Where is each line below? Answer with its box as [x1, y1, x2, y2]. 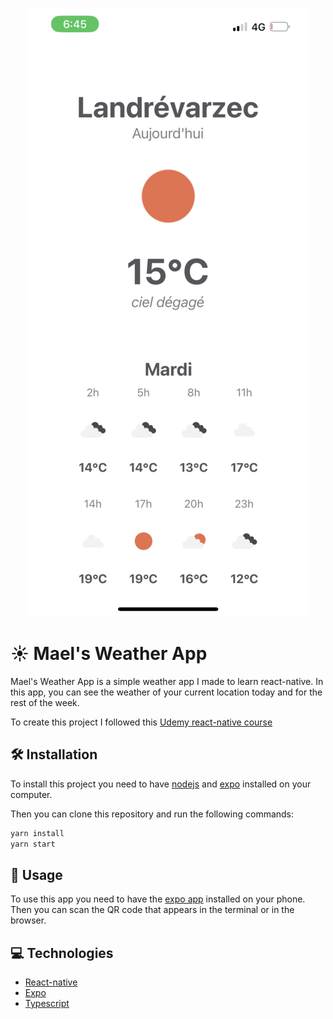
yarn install [10, 828, 65, 838]
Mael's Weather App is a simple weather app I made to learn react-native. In [10, 675, 324, 687]
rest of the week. [10, 696, 80, 708]
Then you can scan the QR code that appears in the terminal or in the [10, 904, 295, 916]
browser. [10, 914, 47, 927]
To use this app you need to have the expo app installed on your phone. [10, 893, 306, 905]
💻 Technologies [10, 944, 114, 962]
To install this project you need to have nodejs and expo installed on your [10, 778, 312, 790]
